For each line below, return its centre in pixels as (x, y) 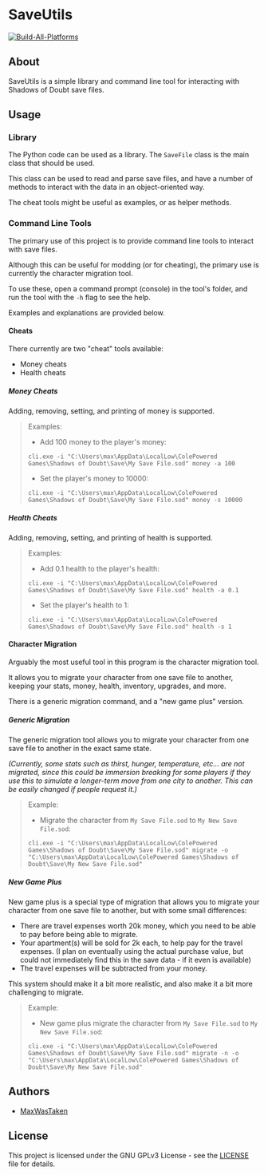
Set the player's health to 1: (84, 605)
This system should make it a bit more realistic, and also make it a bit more (130, 984)
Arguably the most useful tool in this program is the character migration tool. (134, 662)
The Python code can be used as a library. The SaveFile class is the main (129, 155)
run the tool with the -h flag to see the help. (79, 297)
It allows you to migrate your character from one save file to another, (121, 678)
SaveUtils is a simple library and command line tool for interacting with (124, 81)
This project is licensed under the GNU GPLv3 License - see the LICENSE (129, 1155)
